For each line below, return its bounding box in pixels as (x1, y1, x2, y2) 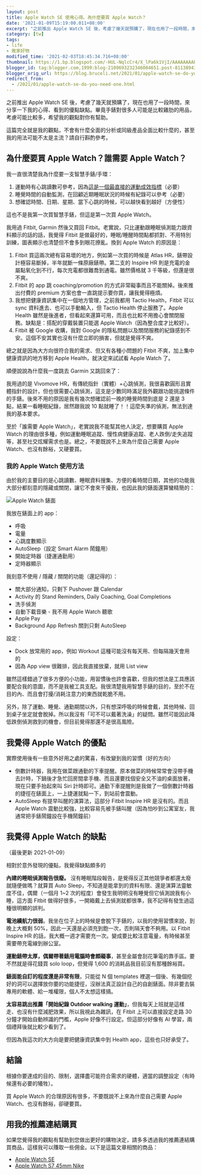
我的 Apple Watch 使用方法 (6, 462, 84, 470)
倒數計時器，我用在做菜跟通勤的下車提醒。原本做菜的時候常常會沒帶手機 (14, 767, 193, 774)
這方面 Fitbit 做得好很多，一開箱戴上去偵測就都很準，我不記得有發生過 (16, 897, 190, 904)
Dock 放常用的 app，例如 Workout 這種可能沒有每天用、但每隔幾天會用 (14, 647, 190, 655)
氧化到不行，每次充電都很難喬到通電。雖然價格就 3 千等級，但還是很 (25, 266, 194, 273)
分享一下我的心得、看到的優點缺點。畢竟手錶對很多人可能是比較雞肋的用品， (6, 106, 195, 113)
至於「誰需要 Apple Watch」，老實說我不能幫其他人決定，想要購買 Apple (6, 423, 184, 430)
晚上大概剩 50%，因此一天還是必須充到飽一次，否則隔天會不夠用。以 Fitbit (6, 924, 190, 932)
